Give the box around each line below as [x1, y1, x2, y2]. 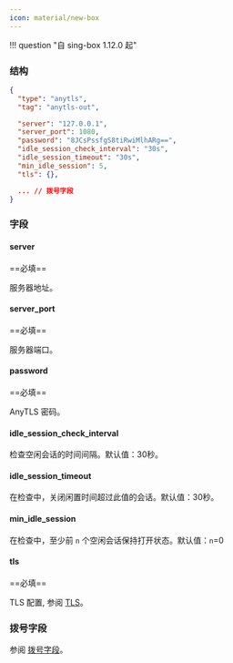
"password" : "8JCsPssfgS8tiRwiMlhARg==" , [17, 136, 177, 146]
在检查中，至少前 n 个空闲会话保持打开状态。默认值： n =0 [9, 535, 225, 546]
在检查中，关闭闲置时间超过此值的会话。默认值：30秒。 [9, 492, 219, 503]
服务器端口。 [9, 343, 57, 355]
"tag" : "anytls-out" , [17, 102, 100, 112]
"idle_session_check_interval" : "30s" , [17, 145, 169, 154]
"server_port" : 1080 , [17, 127, 100, 137]
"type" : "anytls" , [17, 94, 88, 103]
